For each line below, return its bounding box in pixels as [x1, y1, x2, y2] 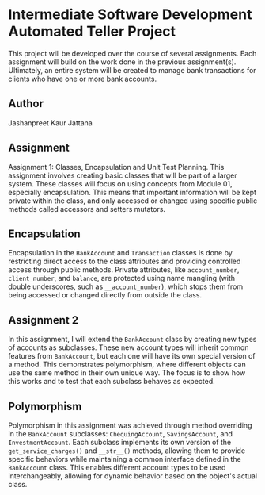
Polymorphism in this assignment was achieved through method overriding [8, 420, 252, 430]
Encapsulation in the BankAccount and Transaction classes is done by [8, 248, 233, 258]
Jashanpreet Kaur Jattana [8, 117, 93, 128]
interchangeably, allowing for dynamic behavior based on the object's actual [8, 471, 258, 481]
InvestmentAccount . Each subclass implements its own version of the [8, 438, 232, 447]
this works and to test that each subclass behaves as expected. [8, 377, 215, 386]
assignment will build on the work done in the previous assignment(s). [8, 57, 237, 67]
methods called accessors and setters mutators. [8, 204, 166, 213]
